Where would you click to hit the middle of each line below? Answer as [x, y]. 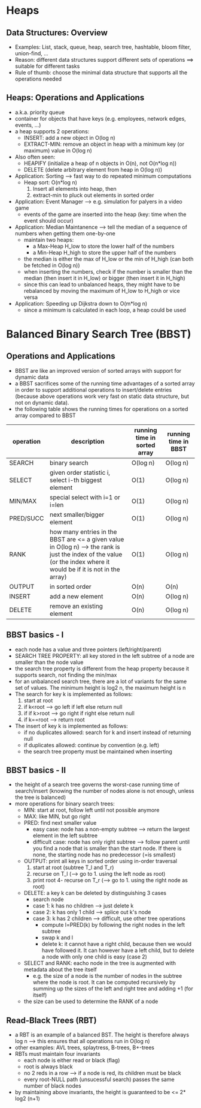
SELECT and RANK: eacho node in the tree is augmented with [100, 963]
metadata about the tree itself [60, 969]
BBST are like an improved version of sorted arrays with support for [98, 370]
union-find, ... [32, 53]
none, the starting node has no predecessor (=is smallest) [104, 855]
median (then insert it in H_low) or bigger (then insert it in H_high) [104, 278]
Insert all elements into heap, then [74, 188]
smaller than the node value [49, 662]
